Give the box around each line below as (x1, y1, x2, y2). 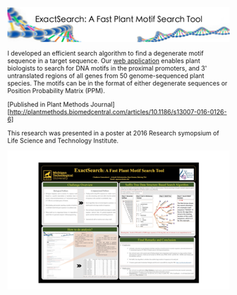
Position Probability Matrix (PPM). (7, 86, 106, 95)
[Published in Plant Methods (7, 100, 90, 109)
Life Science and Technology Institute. (7, 136, 119, 145)
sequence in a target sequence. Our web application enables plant (7, 56, 200, 65)
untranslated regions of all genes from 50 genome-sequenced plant (7, 71, 205, 80)
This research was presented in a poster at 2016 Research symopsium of (7, 128, 220, 137)
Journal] (90, 100, 115, 109)
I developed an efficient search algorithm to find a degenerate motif (7, 49, 204, 57)
